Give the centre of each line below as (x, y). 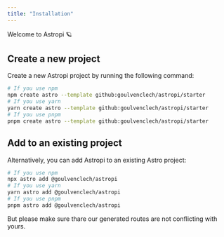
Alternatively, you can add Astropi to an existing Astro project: (97, 160)
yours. (17, 226)
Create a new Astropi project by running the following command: (101, 76)
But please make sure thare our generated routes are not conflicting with (112, 219)
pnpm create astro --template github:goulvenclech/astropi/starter (108, 121)
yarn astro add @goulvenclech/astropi (64, 192)
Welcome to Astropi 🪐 (40, 34)
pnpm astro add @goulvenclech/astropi (64, 205)
